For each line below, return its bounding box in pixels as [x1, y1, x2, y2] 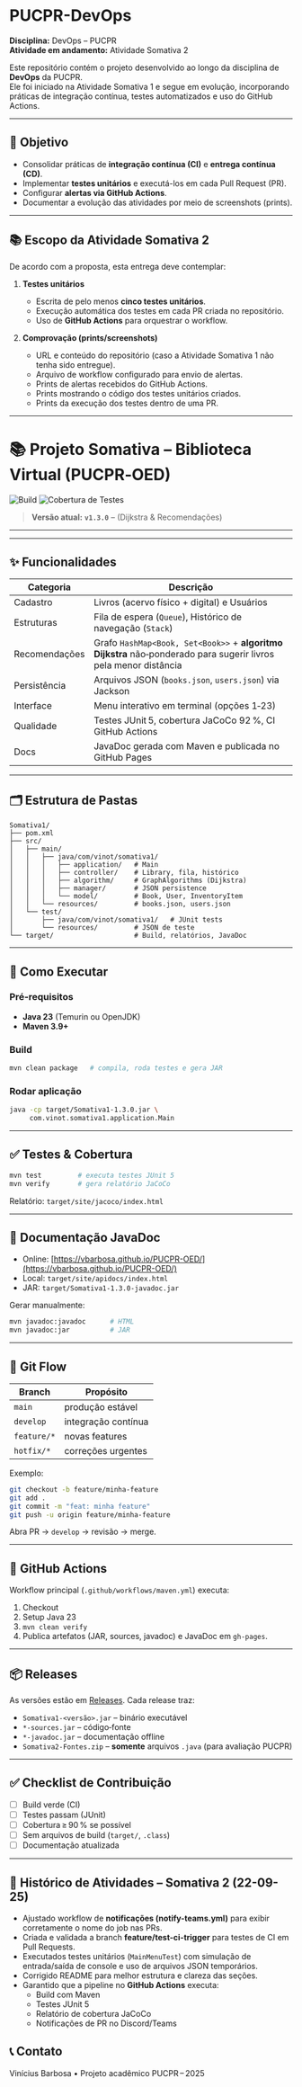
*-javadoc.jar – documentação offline [22, 1732, 164, 1743]
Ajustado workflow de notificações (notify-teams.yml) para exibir [22, 1913, 270, 1924]
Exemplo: [9, 1467, 44, 1478]
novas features [64, 1430, 128, 1442]
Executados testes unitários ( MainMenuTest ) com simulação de [22, 1951, 252, 1962]
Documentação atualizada [22, 1840, 120, 1851]
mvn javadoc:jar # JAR [9, 1325, 130, 1335]
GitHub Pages [93, 752, 153, 764]
